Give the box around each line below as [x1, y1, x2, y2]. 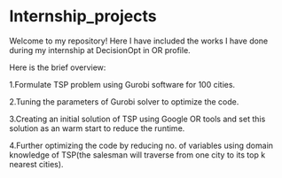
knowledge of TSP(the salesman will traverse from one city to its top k [9, 149, 266, 160]
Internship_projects [9, 6, 157, 27]
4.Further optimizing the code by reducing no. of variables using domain [9, 140, 273, 151]
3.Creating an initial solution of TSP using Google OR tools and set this [9, 113, 266, 124]
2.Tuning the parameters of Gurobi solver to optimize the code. [9, 96, 239, 107]
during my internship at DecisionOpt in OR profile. [9, 44, 191, 55]
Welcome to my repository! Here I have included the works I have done [9, 35, 269, 46]
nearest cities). [9, 159, 64, 169]
